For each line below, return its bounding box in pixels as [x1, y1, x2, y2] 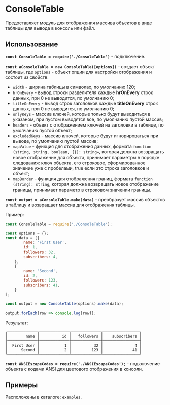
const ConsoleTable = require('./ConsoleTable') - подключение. [5, 53, 146, 59]
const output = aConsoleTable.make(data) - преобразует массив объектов [5, 196, 165, 202]
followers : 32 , [23, 250, 56, 255]
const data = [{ [5, 235, 40, 240]
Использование [5, 40, 58, 49]
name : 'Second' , [23, 268, 58, 273]
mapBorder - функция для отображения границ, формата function [12, 176, 153, 182]
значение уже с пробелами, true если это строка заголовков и [12, 165, 149, 171]
